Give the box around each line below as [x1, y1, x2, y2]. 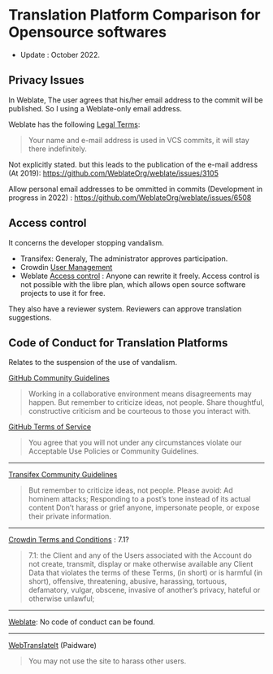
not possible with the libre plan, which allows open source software [19, 279, 246, 289]
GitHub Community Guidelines [8, 373, 110, 383]
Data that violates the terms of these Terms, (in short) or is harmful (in [28, 567, 262, 578]
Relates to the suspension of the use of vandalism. [8, 358, 177, 367]
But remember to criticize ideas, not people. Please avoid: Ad [28, 485, 233, 495]
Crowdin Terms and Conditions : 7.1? [8, 535, 130, 545]
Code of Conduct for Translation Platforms [8, 336, 228, 350]
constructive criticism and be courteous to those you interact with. [28, 407, 251, 416]
